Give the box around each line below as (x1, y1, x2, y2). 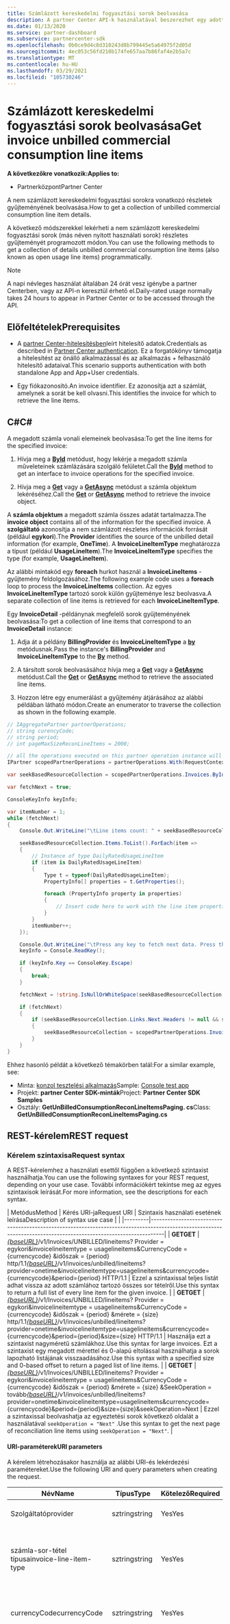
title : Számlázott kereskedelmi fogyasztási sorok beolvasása (7, 10, 188, 17)
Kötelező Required (160, 1488, 220, 1498)
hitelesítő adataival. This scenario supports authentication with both (16, 361, 207, 370)
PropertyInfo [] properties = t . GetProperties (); (43, 878, 186, 885)
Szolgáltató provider (10, 1508, 74, 1518)
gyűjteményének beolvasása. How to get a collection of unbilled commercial (7, 203, 220, 212)
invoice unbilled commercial (7, 132, 171, 148)
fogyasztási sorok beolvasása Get (7, 118, 202, 134)
